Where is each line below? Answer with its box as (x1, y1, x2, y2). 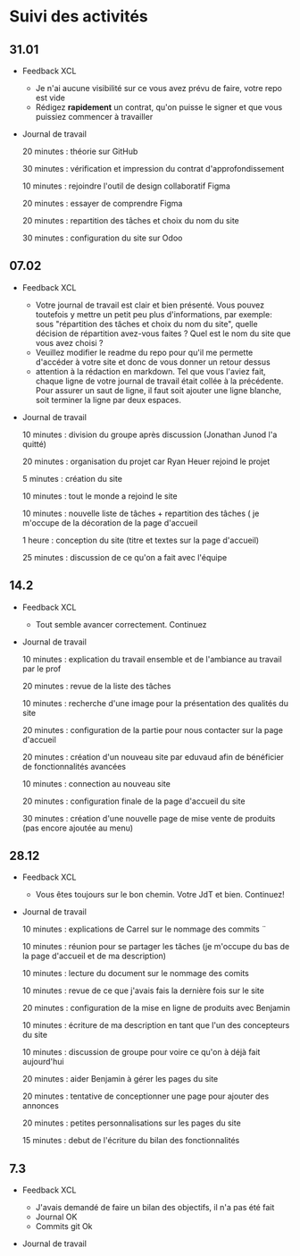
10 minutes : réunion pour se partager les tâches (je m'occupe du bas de (21, 941, 290, 952)
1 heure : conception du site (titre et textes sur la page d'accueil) (21, 535, 260, 545)
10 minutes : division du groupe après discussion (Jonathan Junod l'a (21, 429, 278, 440)
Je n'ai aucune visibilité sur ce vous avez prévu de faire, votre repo (35, 83, 283, 93)
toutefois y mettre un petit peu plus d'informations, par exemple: (35, 308, 272, 319)
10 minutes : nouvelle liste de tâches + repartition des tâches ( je (21, 508, 260, 518)
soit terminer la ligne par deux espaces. (35, 394, 181, 405)
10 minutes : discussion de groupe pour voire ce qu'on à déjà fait (21, 1047, 261, 1058)
